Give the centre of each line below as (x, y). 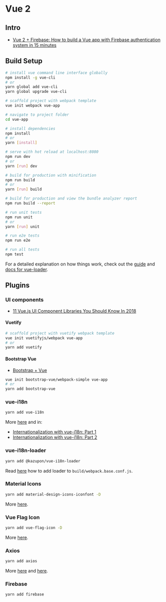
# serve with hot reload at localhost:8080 (52, 152)
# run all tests (22, 250)
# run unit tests (24, 212)
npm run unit (19, 217)
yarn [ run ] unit (22, 226)
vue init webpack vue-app (32, 106)
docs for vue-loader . (27, 269)
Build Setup (24, 61)
